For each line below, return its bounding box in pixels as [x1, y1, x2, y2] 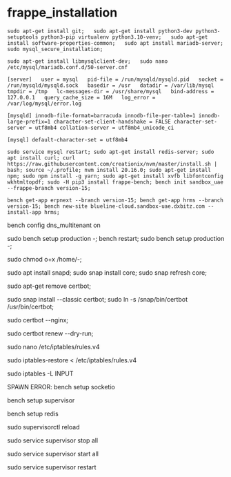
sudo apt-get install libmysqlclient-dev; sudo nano [7, 57, 168, 65]
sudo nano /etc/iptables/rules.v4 [7, 342, 100, 351]
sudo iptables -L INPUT [7, 369, 74, 378]
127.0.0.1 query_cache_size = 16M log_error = [7, 94, 156, 101]
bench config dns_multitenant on [7, 221, 101, 229]
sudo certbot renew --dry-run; [7, 329, 94, 338]
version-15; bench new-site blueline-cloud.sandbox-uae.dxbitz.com [7, 202, 205, 210]
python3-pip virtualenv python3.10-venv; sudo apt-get [41, 33, 208, 41]
